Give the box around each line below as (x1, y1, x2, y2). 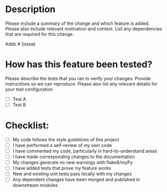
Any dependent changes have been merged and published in (12, 176, 140, 183)
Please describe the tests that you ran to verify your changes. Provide (5, 75, 151, 82)
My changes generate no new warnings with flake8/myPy (12, 160, 133, 166)
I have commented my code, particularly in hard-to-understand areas (12, 148, 157, 154)
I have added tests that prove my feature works (12, 165, 111, 171)
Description (5, 4, 56, 15)
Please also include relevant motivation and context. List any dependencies (5, 25, 162, 31)
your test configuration (5, 86, 53, 92)
